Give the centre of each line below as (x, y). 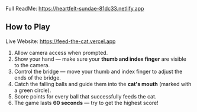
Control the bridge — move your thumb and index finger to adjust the (98, 71)
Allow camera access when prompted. (61, 52)
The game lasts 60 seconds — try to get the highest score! (86, 103)
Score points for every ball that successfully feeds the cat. (85, 96)
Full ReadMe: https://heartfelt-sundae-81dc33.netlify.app (75, 9)
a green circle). (33, 90)
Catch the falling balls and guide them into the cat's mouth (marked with (103, 84)
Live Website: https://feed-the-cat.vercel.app (61, 41)
